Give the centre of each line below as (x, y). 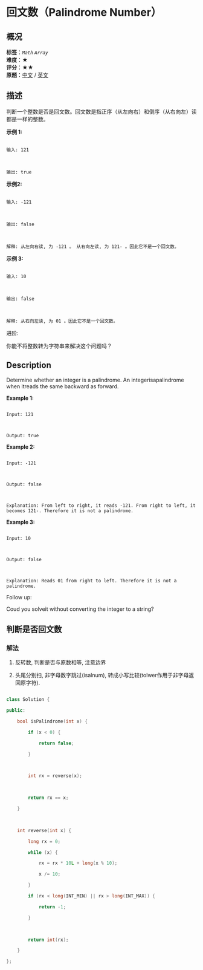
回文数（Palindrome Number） (84, 12)
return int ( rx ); (48, 940)
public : (16, 711)
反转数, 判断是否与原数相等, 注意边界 (60, 662)
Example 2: (21, 447)
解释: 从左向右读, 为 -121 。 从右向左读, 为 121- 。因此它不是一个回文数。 (93, 246)
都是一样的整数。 (27, 119)
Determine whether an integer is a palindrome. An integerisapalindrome (95, 380)
